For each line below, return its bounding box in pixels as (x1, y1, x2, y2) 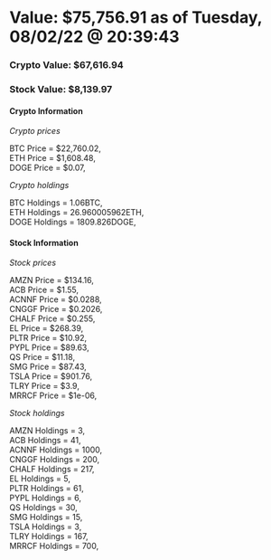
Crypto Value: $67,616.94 (9, 59, 124, 71)
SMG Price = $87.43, (9, 361, 88, 373)
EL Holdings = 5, (9, 473, 70, 484)
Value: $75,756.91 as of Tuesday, (9, 7, 263, 28)
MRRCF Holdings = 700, (9, 541, 99, 552)
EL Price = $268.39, (9, 323, 84, 334)
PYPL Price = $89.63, (9, 342, 89, 353)
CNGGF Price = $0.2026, (9, 304, 103, 315)
